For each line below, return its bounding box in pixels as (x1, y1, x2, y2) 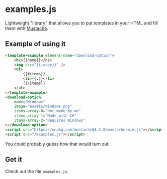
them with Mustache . (5, 25, 49, 31)
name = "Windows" (14, 99, 46, 104)
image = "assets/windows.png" (14, 104, 72, 109)
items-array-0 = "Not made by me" (14, 109, 81, 114)
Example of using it (5, 40, 66, 48)
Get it (5, 155, 22, 164)
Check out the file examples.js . (5, 169, 69, 175)
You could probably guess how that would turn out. (5, 141, 110, 147)
